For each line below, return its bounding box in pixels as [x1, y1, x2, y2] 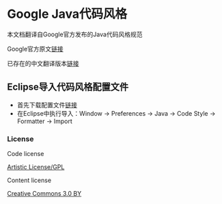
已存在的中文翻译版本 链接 [7, 59, 79, 67]
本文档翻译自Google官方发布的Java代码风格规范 [7, 30, 143, 38]
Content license [7, 176, 52, 185]
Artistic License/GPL [7, 163, 65, 171]
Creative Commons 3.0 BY [7, 190, 82, 198]
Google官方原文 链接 [7, 44, 64, 53]
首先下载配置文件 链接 [16, 101, 77, 109]
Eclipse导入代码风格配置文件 [7, 81, 129, 93]
